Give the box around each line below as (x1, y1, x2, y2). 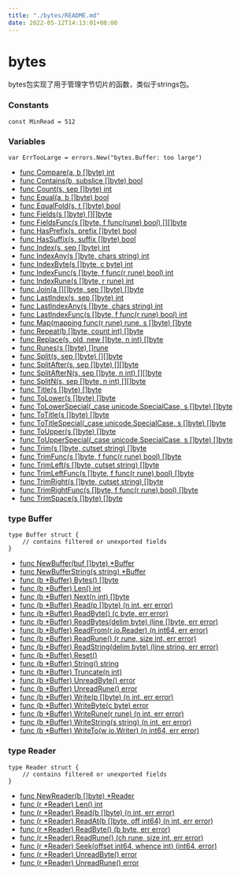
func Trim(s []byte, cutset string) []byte (19, 444, 147, 453)
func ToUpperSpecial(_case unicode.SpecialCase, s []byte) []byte (19, 435, 233, 445)
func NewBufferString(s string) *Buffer (19, 567, 146, 577)
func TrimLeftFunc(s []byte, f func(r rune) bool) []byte (19, 469, 195, 478)
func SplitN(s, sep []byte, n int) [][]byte (19, 377, 146, 386)
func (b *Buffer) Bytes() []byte (19, 575, 120, 585)
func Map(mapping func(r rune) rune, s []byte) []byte (19, 318, 192, 327)
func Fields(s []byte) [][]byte (19, 209, 113, 219)
